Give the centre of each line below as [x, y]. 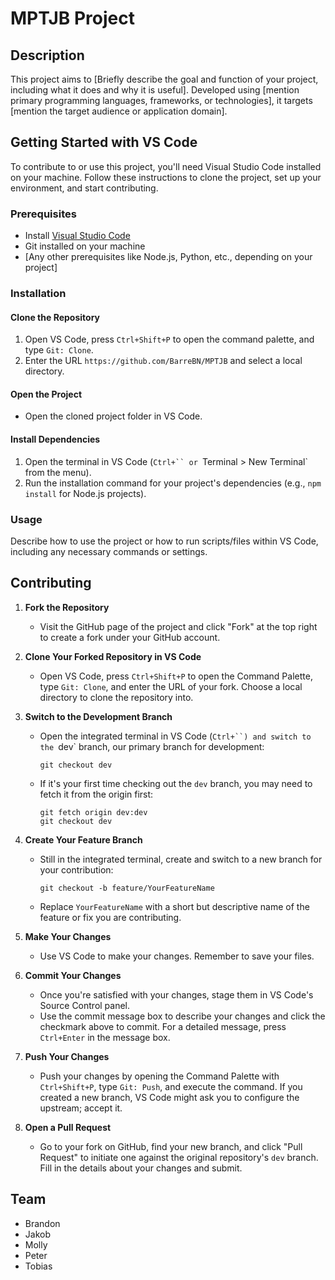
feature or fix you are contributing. [110, 917]
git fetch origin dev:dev [93, 812]
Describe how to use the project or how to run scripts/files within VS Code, [164, 541]
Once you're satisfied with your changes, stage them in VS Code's [176, 994]
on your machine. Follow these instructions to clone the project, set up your [166, 177]
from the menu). [58, 472]
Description [47, 55]
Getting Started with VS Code [104, 142]
